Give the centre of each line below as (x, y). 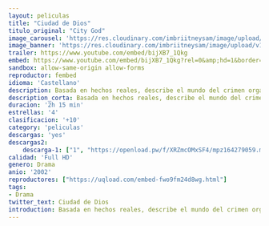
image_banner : (32, 46)
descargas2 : (28, 142)
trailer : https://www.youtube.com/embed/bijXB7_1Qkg (98, 53)
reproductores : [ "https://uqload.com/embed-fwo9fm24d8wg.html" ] (118, 180)
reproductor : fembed (43, 75)
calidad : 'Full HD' (41, 157)
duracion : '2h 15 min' (46, 105)
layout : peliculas (39, 16)
